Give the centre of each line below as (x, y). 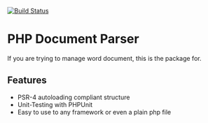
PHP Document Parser (73, 39)
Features (27, 80)
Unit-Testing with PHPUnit (55, 104)
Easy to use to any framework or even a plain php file (94, 112)
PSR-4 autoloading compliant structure (74, 97)
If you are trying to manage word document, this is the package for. (104, 58)
